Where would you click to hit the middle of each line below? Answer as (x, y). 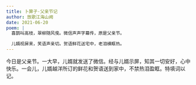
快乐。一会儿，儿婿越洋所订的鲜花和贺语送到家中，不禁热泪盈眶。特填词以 (96, 69)
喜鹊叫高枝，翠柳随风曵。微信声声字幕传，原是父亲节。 (68, 33)
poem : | (16, 28)
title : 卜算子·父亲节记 (32, 11)
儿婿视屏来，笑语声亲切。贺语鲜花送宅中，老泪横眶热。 (68, 44)
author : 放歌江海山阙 (30, 17)
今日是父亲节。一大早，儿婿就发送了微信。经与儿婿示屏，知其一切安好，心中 (98, 61)
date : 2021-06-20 (27, 22)
